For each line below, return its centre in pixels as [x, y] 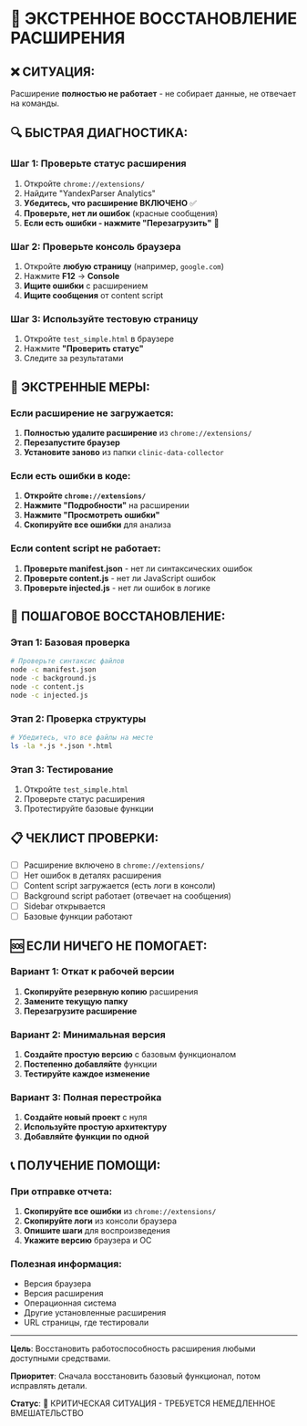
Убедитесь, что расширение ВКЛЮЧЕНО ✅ [110, 203]
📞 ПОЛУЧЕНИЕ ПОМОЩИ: [86, 1166]
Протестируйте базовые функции [88, 808]
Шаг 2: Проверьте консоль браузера [96, 246]
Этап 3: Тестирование [62, 769]
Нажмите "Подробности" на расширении [106, 505]
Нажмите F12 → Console [72, 276]
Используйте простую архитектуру [95, 1127]
